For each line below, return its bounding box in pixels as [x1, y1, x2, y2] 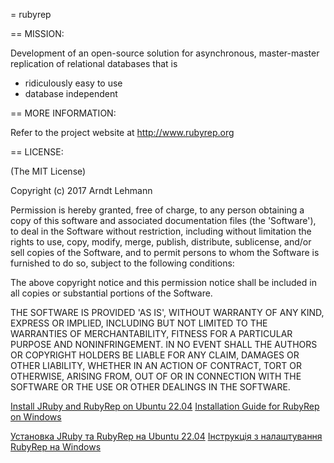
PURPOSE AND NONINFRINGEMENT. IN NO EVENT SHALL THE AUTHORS [10, 339, 318, 350]
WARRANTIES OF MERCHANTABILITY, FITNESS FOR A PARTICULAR [10, 328, 293, 339]
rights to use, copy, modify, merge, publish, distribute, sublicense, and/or [10, 236, 312, 248]
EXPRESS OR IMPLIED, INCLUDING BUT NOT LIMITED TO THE [10, 317, 268, 329]
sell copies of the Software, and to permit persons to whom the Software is [10, 247, 320, 258]
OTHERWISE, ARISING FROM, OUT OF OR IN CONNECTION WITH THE [10, 370, 302, 382]
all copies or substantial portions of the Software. [10, 287, 213, 299]
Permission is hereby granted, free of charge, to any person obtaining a [10, 204, 305, 216]
